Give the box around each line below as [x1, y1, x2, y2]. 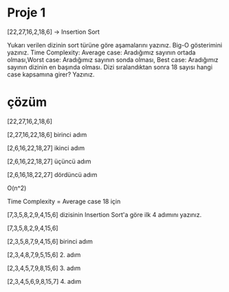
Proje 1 [7, 5, 46, 21]
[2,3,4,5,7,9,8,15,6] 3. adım [7, 264, 81, 272]
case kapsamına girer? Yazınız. [7, 70, 95, 79]
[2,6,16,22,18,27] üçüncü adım [7, 157, 91, 165]
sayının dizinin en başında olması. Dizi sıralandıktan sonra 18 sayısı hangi [7, 63, 213, 71]
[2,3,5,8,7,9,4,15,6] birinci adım [7, 237, 93, 245]
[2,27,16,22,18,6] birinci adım [7, 130, 87, 138]
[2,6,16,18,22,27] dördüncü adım [7, 170, 98, 178]
